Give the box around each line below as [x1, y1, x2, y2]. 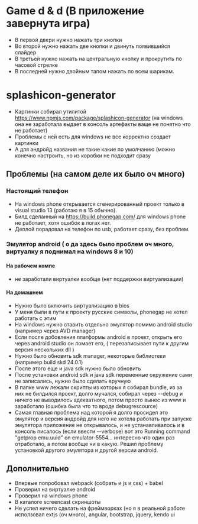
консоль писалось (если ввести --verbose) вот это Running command [14, 428, 190, 435]
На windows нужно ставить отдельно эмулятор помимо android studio [14, 321, 193, 328]
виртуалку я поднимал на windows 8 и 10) [6, 247, 134, 255]
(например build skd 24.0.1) [14, 358, 83, 365]
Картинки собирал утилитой [14, 108, 87, 115]
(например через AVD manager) [14, 327, 96, 334]
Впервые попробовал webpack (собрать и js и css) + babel [14, 479, 164, 486]
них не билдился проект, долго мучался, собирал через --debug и [14, 390, 183, 397]
